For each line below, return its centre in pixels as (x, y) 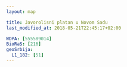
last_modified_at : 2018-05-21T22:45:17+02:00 (63, 28)
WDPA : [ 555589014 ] (29, 39)
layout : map (21, 12)
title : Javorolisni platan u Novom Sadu (57, 22)
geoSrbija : (20, 50)
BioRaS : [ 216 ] (24, 44)
